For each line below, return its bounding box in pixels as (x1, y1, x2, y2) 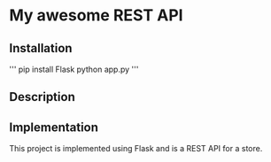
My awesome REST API (9, 5, 183, 26)
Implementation (9, 120, 99, 135)
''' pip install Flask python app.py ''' (9, 64, 139, 74)
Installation (9, 41, 73, 56)
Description (9, 89, 75, 104)
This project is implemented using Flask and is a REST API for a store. (9, 143, 263, 154)
